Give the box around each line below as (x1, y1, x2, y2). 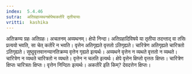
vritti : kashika (6, 19, 49, 25)
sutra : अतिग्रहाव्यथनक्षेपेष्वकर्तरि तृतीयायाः (6, 14, 81, 20)
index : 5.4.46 (6, 8, 43, 15)
